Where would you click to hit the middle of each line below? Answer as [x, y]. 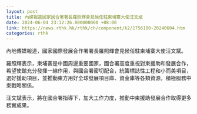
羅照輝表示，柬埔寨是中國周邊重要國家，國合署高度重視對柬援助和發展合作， [99, 63]
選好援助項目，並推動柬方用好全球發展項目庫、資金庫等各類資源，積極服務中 [99, 78]
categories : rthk [27, 33]
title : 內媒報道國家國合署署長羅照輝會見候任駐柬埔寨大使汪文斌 [74, 17]
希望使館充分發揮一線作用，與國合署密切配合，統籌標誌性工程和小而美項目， [99, 71]
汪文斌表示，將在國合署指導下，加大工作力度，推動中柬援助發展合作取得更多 [99, 98]
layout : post [22, 11]
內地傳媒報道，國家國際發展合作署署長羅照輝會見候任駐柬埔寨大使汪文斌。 [96, 51]
